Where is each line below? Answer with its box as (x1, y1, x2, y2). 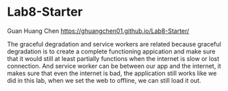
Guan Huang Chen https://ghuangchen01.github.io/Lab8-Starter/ (7, 27, 190, 35)
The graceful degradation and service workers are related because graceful (7, 40, 221, 48)
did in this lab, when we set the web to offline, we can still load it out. (7, 76, 202, 84)
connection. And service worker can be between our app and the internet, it (7, 62, 221, 70)
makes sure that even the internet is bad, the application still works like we (7, 69, 217, 77)
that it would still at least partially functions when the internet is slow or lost (7, 54, 220, 62)
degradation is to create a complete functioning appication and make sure (7, 47, 216, 55)
